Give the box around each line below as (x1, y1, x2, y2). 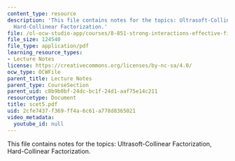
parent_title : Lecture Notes (7, 75, 92, 82)
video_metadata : (7, 114, 55, 121)
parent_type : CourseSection (7, 82, 90, 89)
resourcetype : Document (7, 95, 77, 102)
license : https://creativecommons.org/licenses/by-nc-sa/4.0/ (7, 62, 192, 69)
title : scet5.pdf (7, 101, 58, 108)
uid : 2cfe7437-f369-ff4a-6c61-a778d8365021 (7, 107, 136, 114)
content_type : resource (7, 10, 77, 17)
